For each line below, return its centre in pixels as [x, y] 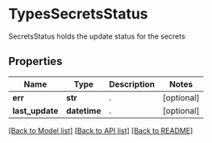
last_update [35, 111]
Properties [35, 61]
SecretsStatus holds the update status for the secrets [97, 36]
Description [132, 84]
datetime [83, 111]
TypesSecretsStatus [78, 14]
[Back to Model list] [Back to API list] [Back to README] [101, 130]
